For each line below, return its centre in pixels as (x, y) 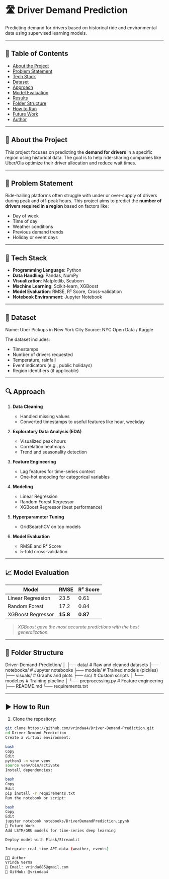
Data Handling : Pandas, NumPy (46, 275)
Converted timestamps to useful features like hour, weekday (82, 422)
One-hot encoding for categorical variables (65, 477)
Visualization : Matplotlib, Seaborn (48, 281)
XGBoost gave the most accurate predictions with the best (78, 627)
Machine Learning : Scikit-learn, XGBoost (55, 286)
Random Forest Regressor (47, 502)
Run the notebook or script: (36, 798)
